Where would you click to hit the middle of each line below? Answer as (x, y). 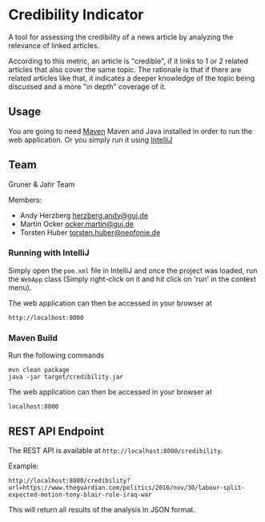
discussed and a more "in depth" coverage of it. (87, 87)
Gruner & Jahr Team (42, 184)
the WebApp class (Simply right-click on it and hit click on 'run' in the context (132, 279)
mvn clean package (39, 370)
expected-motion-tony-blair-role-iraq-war (80, 495)
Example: (24, 466)
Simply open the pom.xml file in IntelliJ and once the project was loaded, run (133, 270)
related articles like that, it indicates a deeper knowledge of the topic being (131, 78)
